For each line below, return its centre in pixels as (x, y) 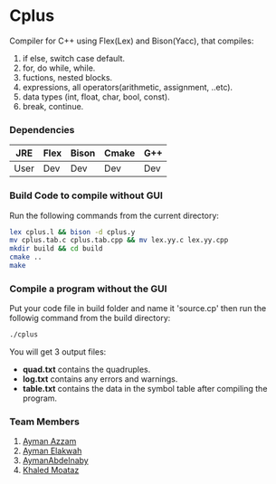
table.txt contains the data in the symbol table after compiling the (145, 389)
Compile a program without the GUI (88, 289)
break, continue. (53, 106)
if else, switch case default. (73, 58)
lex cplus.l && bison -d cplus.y (72, 232)
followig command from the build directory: (90, 318)
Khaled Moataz (51, 470)
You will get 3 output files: (58, 352)
